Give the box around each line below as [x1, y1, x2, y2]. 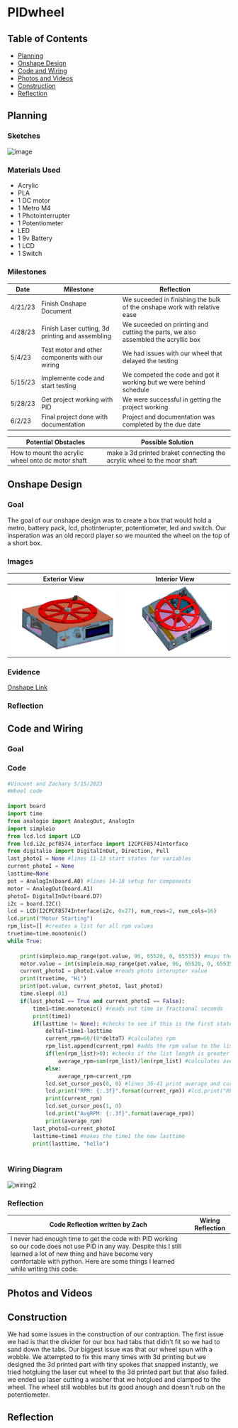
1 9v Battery [17, 234, 53, 242]
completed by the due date [122, 420, 201, 429]
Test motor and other [41, 345, 103, 354]
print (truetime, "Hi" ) [20, 975, 87, 982]
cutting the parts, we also [122, 328, 196, 336]
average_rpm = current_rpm [57, 1073, 132, 1080]
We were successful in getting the [122, 395, 222, 404]
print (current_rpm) [45, 1095, 103, 1102]
